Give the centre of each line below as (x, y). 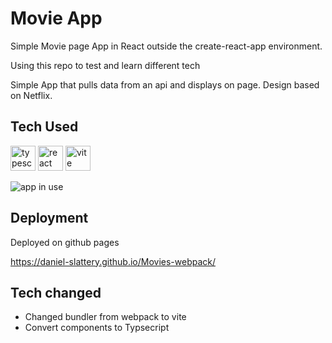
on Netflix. (31, 95)
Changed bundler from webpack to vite (105, 317)
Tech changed (56, 292)
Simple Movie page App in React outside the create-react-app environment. (166, 46)
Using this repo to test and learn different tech (105, 65)
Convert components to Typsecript (97, 328)
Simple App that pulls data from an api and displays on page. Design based (165, 84)
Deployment (49, 218)
